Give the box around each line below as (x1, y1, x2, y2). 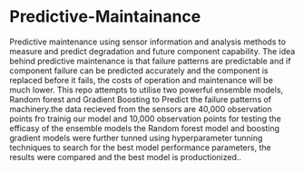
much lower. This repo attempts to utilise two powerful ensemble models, (9, 84, 284, 95)
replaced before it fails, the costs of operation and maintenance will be (9, 74, 274, 85)
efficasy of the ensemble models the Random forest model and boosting (9, 122, 279, 133)
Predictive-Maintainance (9, 6, 201, 27)
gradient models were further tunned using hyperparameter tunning (9, 132, 263, 143)
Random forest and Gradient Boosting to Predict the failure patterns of (9, 93, 272, 105)
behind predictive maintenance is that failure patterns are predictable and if (9, 55, 291, 66)
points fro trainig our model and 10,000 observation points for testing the (9, 113, 281, 124)
